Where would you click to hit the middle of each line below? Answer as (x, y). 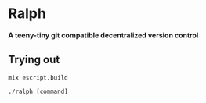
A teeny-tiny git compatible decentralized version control (103, 35)
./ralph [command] (38, 91)
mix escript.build (38, 78)
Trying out (34, 60)
